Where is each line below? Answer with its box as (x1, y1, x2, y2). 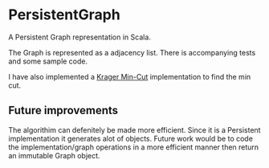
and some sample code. (8, 56, 88, 66)
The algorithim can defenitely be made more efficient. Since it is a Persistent (8, 125, 261, 134)
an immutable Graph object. (8, 150, 100, 160)
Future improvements (8, 104, 119, 117)
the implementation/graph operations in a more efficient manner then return (8, 142, 259, 152)
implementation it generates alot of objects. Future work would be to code (8, 133, 253, 143)
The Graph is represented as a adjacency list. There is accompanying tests (8, 47, 256, 57)
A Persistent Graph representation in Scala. (8, 32, 151, 42)
